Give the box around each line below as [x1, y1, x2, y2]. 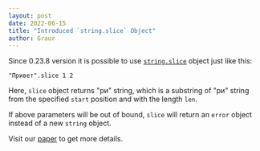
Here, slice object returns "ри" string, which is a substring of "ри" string [8, 86, 250, 96]
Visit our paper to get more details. [8, 134, 124, 144]
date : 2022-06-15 [8, 19, 67, 27]
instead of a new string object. [8, 118, 112, 129]
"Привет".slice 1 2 [8, 71, 74, 80]
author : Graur [8, 34, 56, 43]
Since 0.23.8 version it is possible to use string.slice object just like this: [8, 56, 253, 66]
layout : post [8, 11, 52, 20]
